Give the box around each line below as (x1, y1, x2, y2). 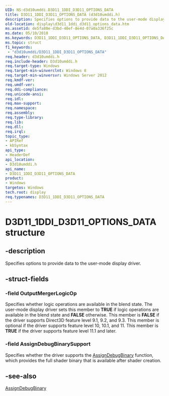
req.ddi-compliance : (5, 87, 49, 92)
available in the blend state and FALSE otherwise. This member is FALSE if (5, 312, 159, 318)
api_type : (5, 148, 26, 153)
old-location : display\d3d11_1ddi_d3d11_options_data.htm (5, 21, 129, 27)
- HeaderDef (5, 152, 30, 157)
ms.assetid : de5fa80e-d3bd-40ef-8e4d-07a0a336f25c (5, 26, 114, 31)
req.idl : (5, 96, 24, 101)
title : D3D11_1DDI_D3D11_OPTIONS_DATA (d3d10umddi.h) (5, 12, 121, 17)
